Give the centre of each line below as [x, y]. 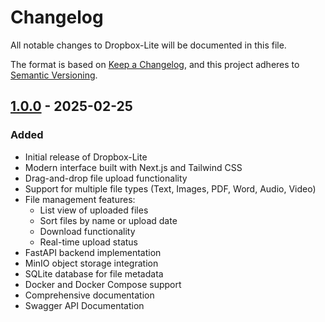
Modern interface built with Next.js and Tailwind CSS [133, 167]
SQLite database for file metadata [94, 273]
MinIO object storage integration [91, 263]
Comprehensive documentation [89, 295]
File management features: [80, 199]
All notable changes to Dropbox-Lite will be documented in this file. [148, 45]
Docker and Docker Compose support [103, 284]
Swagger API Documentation [84, 305]
